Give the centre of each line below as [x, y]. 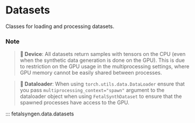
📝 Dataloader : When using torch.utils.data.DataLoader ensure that [102, 84]
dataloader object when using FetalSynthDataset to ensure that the [101, 96]
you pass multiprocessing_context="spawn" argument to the [92, 90]
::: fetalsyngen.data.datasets [40, 114]
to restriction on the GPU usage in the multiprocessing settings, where [105, 66]
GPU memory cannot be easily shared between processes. [91, 73]
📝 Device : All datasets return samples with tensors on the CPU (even [102, 54]
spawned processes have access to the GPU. [75, 103]
